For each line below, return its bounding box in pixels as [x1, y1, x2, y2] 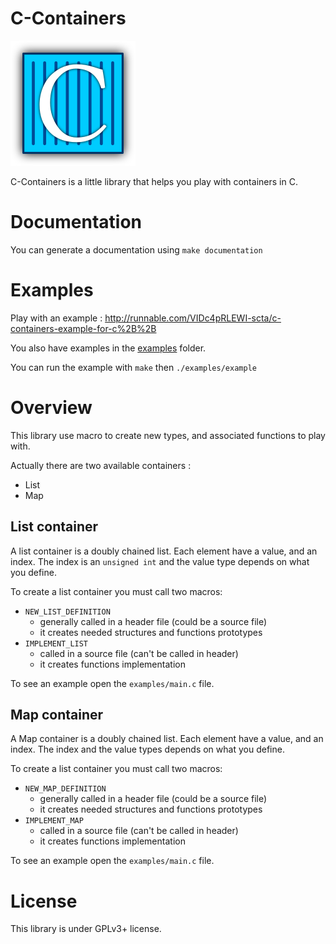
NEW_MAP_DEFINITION [24, 784, 107, 794]
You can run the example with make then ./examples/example [10, 361, 257, 373]
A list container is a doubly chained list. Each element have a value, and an [10, 545, 318, 557]
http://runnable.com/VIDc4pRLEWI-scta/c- [104, 312, 282, 324]
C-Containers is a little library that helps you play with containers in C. [10, 175, 298, 187]
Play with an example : [10, 312, 103, 324]
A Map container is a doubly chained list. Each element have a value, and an [10, 733, 324, 745]
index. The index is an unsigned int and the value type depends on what [10, 555, 310, 567]
